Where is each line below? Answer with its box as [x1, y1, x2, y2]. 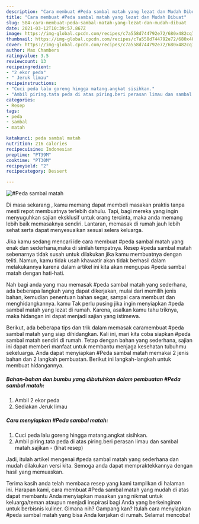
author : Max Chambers [6, 47, 60, 53]
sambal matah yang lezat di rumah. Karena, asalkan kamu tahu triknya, [6, 306, 179, 313]
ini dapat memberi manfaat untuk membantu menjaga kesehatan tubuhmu [6, 343, 187, 350]
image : [6, 31, 23, 37]
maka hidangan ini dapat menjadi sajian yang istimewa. [6, 313, 140, 320]
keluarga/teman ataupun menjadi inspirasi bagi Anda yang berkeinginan [6, 499, 181, 506]
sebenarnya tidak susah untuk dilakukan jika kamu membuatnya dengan [6, 250, 182, 258]
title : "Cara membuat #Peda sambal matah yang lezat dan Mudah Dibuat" [6, 14, 187, 20]
